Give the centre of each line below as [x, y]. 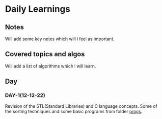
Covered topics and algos [45, 54]
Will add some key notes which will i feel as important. [60, 39]
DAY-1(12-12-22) [25, 95]
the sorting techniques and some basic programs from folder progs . [74, 111]
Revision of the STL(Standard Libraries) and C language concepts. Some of [81, 106]
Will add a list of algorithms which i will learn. [51, 66]
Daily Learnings [38, 9]
